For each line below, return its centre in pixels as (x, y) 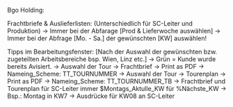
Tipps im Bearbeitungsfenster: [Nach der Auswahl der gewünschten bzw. (112, 52)
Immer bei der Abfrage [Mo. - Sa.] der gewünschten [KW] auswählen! (107, 38)
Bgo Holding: (26, 10)
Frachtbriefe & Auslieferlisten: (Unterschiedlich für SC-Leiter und (100, 23)
